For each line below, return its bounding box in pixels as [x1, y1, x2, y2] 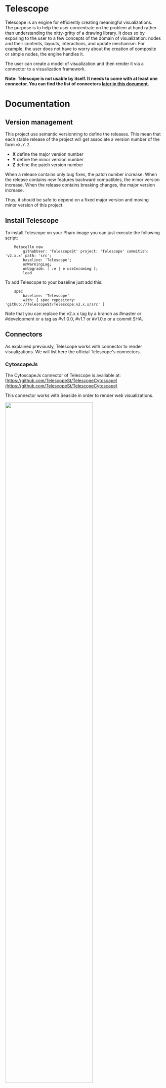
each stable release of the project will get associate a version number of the [5, 136, 160, 142]
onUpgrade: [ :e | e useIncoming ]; [23, 266, 98, 271]
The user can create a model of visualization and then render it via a [5, 61, 144, 66]
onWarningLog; [23, 261, 52, 267]
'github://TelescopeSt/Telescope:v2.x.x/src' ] [5, 302, 105, 307]
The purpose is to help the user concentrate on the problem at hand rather [5, 24, 157, 30]
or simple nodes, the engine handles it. [5, 51, 84, 57]
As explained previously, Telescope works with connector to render [5, 343, 142, 349]
